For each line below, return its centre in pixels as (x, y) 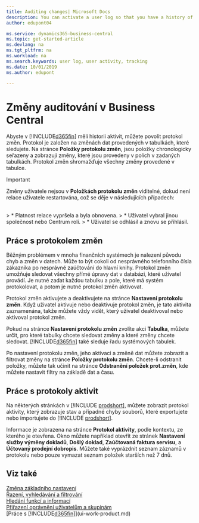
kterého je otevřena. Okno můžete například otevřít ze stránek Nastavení (96, 436)
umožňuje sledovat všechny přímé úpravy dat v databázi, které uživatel (94, 274)
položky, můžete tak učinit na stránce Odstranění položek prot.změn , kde (97, 366)
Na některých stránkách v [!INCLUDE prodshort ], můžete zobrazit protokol (97, 405)
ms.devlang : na (25, 45)
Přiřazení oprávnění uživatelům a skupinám (59, 507)
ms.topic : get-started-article (45, 39)
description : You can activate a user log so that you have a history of (100, 17)
